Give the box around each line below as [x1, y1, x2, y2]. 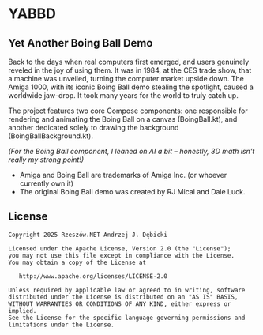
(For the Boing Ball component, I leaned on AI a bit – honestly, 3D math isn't [8, 147, 255, 156]
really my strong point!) [8, 155, 85, 164]
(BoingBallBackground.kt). [8, 131, 93, 141]
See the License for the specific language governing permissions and [8, 314, 246, 322]
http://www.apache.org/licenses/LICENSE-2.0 [18, 272, 168, 280]
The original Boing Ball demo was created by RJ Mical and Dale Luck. [19, 187, 246, 196]
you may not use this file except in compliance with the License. [8, 251, 235, 259]
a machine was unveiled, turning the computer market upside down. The [8, 74, 245, 83]
